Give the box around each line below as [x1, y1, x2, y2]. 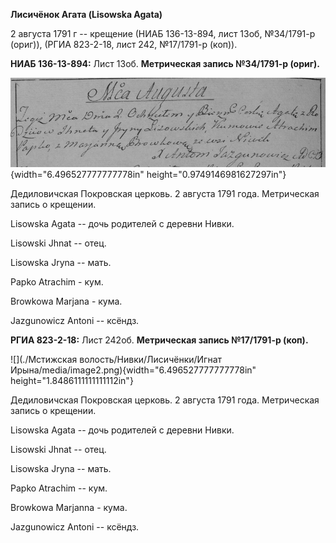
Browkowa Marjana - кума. [10, 295, 123, 308]
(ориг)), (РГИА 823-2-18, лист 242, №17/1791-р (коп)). [10, 39, 238, 50]
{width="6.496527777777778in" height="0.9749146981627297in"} [10, 169, 287, 181]
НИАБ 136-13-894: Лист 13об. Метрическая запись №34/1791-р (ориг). [10, 58, 321, 69]
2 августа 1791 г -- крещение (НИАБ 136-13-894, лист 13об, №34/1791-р [10, 28, 316, 39]
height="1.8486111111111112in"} [10, 375, 134, 387]
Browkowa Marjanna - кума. [10, 502, 128, 514]
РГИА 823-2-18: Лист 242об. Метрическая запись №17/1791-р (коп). [10, 334, 309, 346]
